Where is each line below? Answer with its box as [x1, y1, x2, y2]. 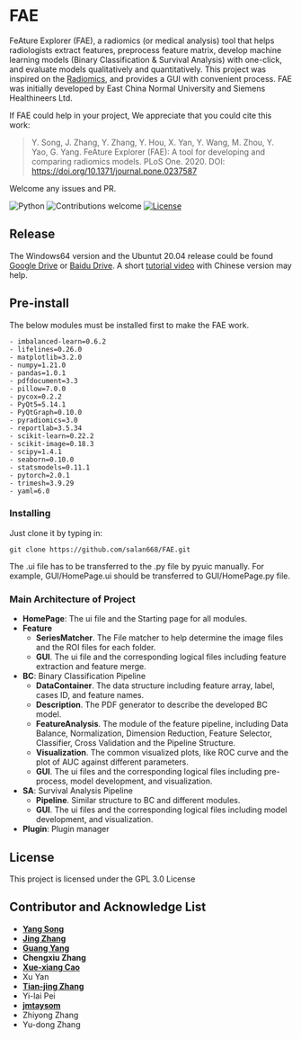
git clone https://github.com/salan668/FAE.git [9, 545, 191, 554]
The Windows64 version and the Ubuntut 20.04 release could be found [9, 250, 274, 261]
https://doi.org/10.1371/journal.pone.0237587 [31, 166, 198, 176]
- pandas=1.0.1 [9, 368, 66, 378]
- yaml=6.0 [9, 487, 50, 496]
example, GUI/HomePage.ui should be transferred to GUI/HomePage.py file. [9, 570, 290, 581]
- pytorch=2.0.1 [9, 470, 70, 479]
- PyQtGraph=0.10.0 [9, 408, 83, 416]
